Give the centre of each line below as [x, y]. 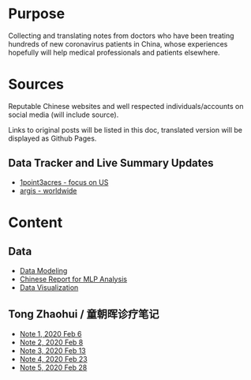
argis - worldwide [48, 190]
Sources [36, 85]
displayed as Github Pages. [52, 138]
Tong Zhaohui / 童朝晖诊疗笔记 [84, 314]
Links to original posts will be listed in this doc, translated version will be [126, 130]
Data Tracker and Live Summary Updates [111, 163]
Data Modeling [43, 270]
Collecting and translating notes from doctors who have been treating [121, 36]
